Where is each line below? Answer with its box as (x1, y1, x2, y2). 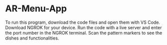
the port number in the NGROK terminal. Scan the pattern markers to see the (5, 30, 163, 36)
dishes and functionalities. (5, 35, 59, 41)
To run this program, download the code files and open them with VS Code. (5, 19, 161, 25)
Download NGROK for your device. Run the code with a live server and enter (5, 24, 162, 30)
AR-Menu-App (5, 3, 67, 14)
